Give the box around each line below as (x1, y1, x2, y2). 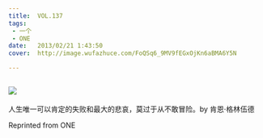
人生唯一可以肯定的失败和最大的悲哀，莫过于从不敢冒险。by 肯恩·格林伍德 (8, 104, 255, 114)
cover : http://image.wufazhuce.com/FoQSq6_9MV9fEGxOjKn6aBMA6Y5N (8, 49, 237, 57)
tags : (8, 19, 27, 27)
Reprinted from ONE (8, 120, 76, 130)
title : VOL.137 (8, 11, 63, 20)
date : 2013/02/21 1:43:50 (8, 42, 104, 50)
